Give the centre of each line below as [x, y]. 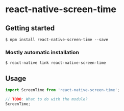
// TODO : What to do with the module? [46, 99]
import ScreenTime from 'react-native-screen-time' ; [63, 90]
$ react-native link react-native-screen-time [56, 63]
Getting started [30, 28]
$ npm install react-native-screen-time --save [57, 40]
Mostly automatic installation [42, 52]
